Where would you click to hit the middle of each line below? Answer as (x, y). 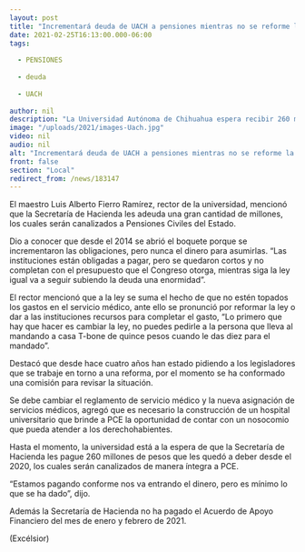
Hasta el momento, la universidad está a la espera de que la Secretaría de (147, 447)
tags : (20, 43)
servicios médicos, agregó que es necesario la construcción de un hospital (150, 410)
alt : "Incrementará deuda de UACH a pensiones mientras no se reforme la (152, 153)
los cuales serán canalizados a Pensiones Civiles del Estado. (123, 224)
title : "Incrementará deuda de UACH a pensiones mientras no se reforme (150, 26)
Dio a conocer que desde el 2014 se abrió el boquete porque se (128, 241)
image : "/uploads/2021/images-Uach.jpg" (87, 128)
